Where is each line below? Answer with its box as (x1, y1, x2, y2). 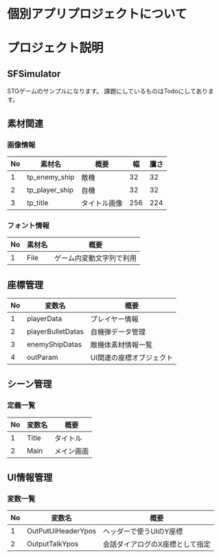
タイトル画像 (81, 198, 123, 208)
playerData (27, 314, 62, 323)
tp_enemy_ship (27, 172, 75, 182)
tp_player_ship (27, 185, 74, 194)
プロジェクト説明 (7, 40, 104, 56)
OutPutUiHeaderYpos (27, 526, 97, 536)
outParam (27, 352, 58, 362)
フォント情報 (7, 220, 50, 230)
